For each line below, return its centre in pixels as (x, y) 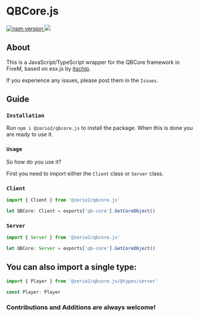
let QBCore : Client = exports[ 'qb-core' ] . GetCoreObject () (81, 211)
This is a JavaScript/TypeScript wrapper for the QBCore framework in (93, 62)
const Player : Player (34, 292)
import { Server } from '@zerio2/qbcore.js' (63, 238)
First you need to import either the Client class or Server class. (85, 173)
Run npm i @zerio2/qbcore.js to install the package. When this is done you (100, 128)
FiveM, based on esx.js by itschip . (48, 68)
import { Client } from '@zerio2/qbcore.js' (63, 200)
